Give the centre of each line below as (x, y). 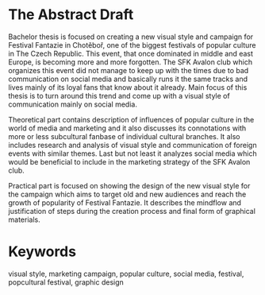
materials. (25, 219)
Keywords (42, 252)
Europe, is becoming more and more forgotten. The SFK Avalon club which (130, 62)
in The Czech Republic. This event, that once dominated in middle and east (131, 53)
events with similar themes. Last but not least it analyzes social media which (132, 153)
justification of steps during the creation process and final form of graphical (132, 211)
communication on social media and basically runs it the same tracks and (128, 79)
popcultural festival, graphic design (66, 282)
